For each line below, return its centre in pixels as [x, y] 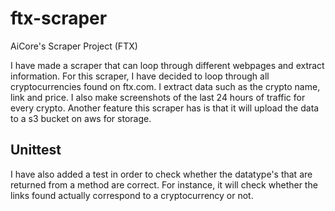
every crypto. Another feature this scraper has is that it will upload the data [165, 108]
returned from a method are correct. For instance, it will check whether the [164, 184]
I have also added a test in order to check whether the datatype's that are [161, 174]
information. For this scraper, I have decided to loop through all [140, 76]
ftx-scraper [59, 18]
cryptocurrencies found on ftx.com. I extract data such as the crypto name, [165, 86]
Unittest [36, 150]
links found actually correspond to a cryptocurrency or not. [132, 195]
